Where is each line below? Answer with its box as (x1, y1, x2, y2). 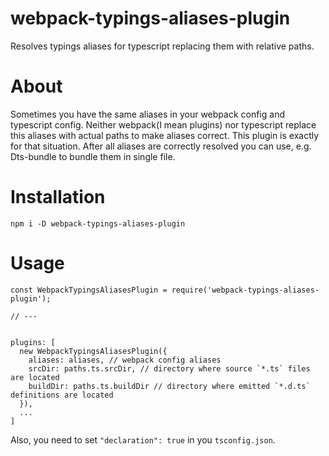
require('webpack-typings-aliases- (171, 285, 320, 295)
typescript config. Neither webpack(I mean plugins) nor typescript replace (10, 118, 317, 131)
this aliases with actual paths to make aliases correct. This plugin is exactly (10, 129, 320, 141)
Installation (10, 186, 106, 209)
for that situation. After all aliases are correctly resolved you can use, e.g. (10, 140, 312, 152)
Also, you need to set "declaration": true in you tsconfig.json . (10, 433, 276, 446)
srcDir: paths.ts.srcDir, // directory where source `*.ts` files (28, 363, 311, 374)
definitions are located (10, 390, 114, 400)
